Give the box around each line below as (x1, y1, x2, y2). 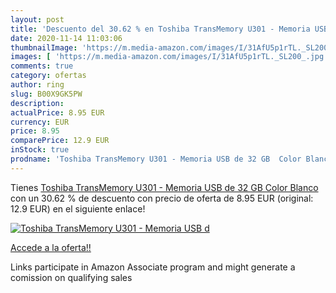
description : (10, 98, 65, 108)
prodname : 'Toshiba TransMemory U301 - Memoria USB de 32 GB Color (10, 154, 302, 164)
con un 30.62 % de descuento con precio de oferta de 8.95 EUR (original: (10, 192, 314, 204)
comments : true (10, 61, 74, 71)
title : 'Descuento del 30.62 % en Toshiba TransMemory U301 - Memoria (10, 24, 311, 34)
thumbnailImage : (10, 42, 78, 53)
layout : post (10, 14, 65, 25)
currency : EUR (10, 117, 70, 127)
